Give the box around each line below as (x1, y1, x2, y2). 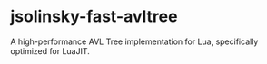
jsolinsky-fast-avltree (10, 6, 178, 27)
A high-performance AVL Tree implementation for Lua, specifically (10, 36, 259, 47)
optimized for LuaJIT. (10, 45, 90, 56)
